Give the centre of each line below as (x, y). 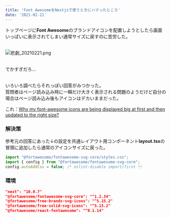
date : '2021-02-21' (26, 15)
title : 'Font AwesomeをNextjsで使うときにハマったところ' (63, 10)
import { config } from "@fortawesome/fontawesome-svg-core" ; (73, 162)
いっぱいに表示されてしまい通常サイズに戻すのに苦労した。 (68, 36)
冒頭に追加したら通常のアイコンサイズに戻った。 (57, 147)
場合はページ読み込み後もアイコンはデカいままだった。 (63, 98)
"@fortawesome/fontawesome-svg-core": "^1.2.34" (58, 197)
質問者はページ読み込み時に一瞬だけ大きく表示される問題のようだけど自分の (86, 92)
